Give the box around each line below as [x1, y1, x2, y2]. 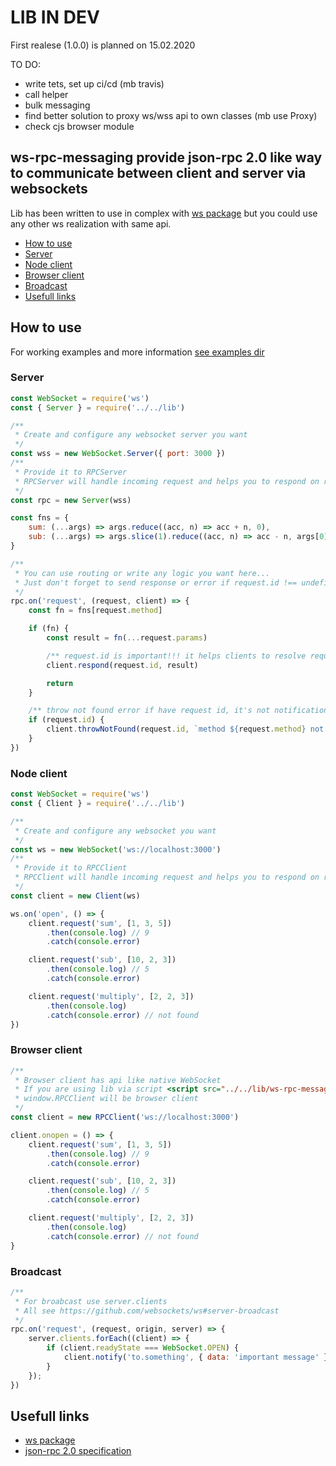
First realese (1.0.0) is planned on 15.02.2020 [10, 39, 196, 51]
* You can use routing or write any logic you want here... [14, 568, 271, 578]
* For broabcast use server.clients [14, 1296, 168, 1306]
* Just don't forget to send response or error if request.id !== [14, 577, 298, 588]
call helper [24, 88, 69, 100]
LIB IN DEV [10, 6, 100, 29]
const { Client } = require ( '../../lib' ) [10, 799, 186, 809]
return [46, 678, 74, 688]
